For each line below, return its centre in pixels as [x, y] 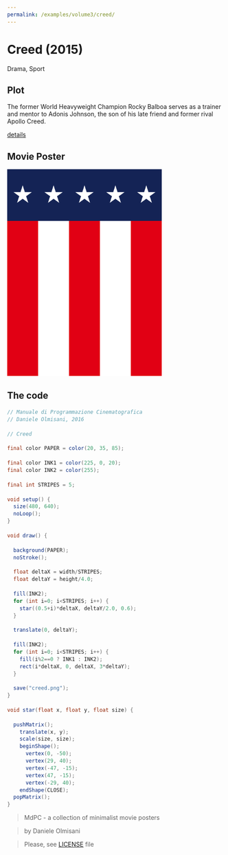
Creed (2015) [45, 49]
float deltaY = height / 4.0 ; [54, 579]
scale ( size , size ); [47, 739]
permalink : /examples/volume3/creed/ [61, 14]
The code [28, 395]
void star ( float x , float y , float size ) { [70, 710]
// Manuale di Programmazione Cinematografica [75, 412]
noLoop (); [27, 514]
